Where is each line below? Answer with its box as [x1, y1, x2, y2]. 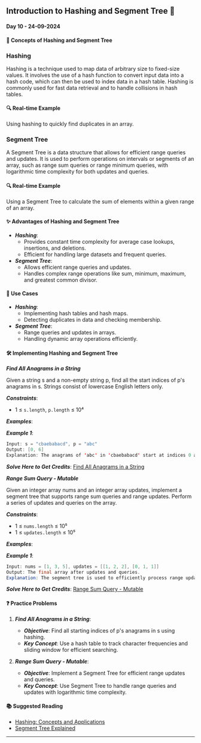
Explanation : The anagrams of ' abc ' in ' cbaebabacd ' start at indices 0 [6, 452, 191, 458]
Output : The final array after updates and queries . [6, 569, 141, 575]
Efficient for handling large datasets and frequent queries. [23, 250, 166, 258]
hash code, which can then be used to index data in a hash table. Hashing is [6, 77, 194, 85]
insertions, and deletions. [23, 244, 87, 251]
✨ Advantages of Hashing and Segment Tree [6, 218, 120, 225]
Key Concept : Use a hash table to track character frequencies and [23, 640, 188, 647]
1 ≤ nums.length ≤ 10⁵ [14, 522, 68, 529]
